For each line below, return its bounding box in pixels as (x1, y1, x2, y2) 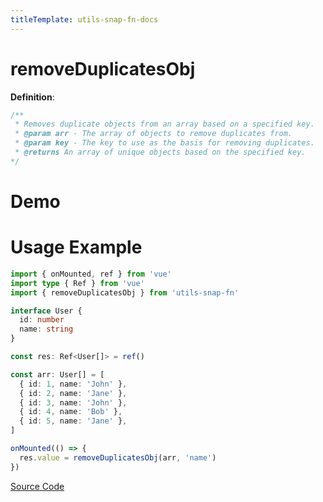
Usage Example (10, 236, 143, 259)
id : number (19, 315, 65, 325)
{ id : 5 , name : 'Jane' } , (19, 416, 128, 426)
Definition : (10, 91, 55, 103)
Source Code (10, 480, 65, 492)
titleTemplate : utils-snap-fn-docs (10, 14, 159, 25)
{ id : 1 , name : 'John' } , (19, 379, 128, 389)
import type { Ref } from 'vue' (10, 278, 145, 288)
